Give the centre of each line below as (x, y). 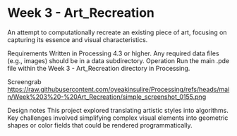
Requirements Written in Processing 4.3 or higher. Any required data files (114, 53)
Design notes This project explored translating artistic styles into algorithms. (118, 110)
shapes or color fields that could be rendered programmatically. (100, 125)
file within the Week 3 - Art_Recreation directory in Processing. (99, 68)
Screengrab (24, 81)
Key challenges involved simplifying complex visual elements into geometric (118, 118)
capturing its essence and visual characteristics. (78, 39)
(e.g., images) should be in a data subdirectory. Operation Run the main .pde (119, 60)
